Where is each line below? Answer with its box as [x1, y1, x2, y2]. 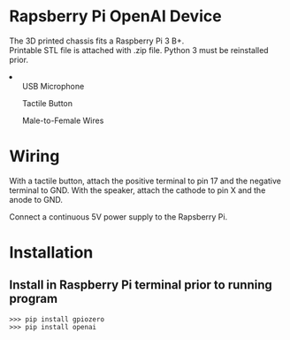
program [9, 291, 58, 306]
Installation [9, 243, 94, 263]
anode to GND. [9, 194, 64, 205]
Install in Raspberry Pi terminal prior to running [9, 277, 272, 293]
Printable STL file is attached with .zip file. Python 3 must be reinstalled [9, 44, 269, 55]
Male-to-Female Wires [21, 115, 104, 126]
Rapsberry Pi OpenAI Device [9, 6, 223, 27]
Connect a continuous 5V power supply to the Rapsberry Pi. [9, 211, 228, 222]
